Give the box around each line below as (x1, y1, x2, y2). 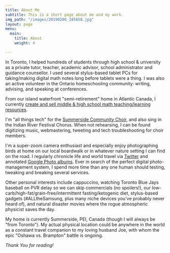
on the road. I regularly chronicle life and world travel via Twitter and (5, 153, 148, 159)
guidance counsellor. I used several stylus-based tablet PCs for (5, 70, 138, 76)
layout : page (5, 21, 33, 27)
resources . (5, 106, 28, 112)
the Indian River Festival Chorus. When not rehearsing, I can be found (5, 121, 151, 128)
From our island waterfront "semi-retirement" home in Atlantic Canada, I (5, 96, 156, 102)
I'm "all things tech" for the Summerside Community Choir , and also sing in (5, 116, 162, 122)
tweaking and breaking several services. (5, 169, 90, 175)
